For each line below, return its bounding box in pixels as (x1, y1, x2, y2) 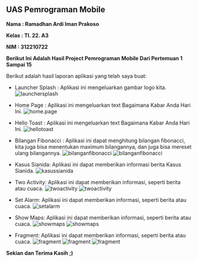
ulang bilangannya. (14, 149, 61, 156)
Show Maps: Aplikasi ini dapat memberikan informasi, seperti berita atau (14, 214, 191, 221)
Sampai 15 (6, 61, 33, 68)
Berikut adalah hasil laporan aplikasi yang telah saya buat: (6, 72, 147, 79)
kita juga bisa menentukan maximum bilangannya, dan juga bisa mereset (14, 143, 192, 150)
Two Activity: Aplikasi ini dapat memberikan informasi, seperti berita (14, 178, 181, 185)
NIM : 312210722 (6, 43, 48, 50)
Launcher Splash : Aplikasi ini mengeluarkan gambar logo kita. (14, 84, 167, 91)
